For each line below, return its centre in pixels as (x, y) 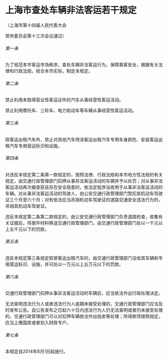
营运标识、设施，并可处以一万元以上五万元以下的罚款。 (66, 264)
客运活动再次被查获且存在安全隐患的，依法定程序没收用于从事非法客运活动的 (84, 187)
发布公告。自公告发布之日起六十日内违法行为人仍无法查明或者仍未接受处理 (86, 310)
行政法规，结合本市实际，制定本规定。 (53, 71)
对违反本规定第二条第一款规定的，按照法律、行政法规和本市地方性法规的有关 (84, 174)
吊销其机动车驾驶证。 (27, 206)
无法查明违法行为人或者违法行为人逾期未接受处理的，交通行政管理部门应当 (82, 304)
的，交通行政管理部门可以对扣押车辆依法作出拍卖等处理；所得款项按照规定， (84, 316)
